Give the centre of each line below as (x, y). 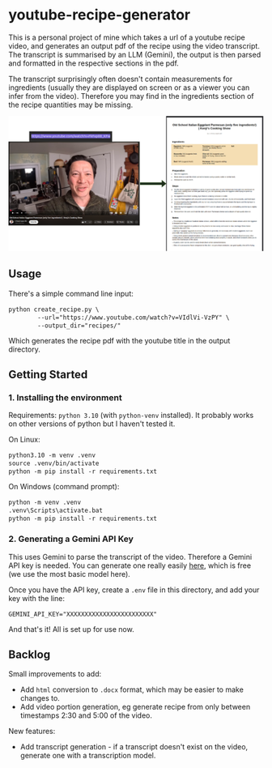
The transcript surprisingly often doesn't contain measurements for (121, 79)
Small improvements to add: (55, 674)
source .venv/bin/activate (54, 463)
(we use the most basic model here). (70, 574)
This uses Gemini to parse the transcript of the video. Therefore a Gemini (130, 557)
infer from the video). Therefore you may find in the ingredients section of (132, 96)
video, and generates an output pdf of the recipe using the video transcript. (134, 45)
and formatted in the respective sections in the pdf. (94, 63)
